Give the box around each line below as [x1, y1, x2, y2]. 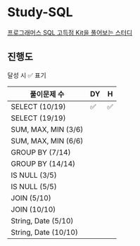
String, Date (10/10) [11, 227, 79, 237]
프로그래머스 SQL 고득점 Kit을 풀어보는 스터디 [7, 28, 132, 37]
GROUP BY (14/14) [11, 159, 76, 169]
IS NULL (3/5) [11, 170, 58, 180]
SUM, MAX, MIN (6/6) [11, 136, 84, 145]
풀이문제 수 [30, 89, 65, 99]
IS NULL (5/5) [11, 181, 58, 191]
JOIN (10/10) [11, 205, 56, 214]
